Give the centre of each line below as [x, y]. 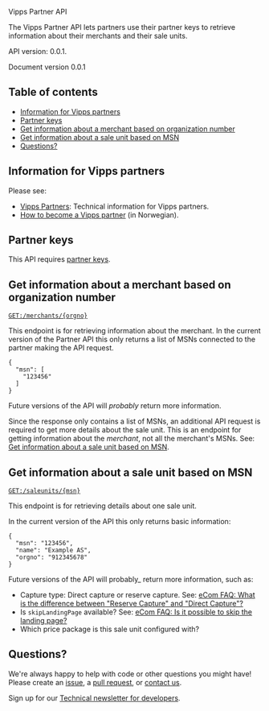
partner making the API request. [61, 348]
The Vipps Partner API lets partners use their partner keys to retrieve [122, 27]
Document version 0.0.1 [47, 67]
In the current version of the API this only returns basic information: [120, 522]
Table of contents [53, 92]
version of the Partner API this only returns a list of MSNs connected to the [132, 339]
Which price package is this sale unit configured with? [109, 629]
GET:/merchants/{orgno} [48, 316]
